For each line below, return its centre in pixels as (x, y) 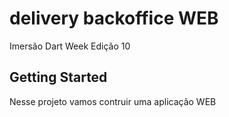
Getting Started (58, 77)
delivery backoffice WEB (114, 18)
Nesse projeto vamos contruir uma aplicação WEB (113, 101)
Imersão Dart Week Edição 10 (70, 46)
